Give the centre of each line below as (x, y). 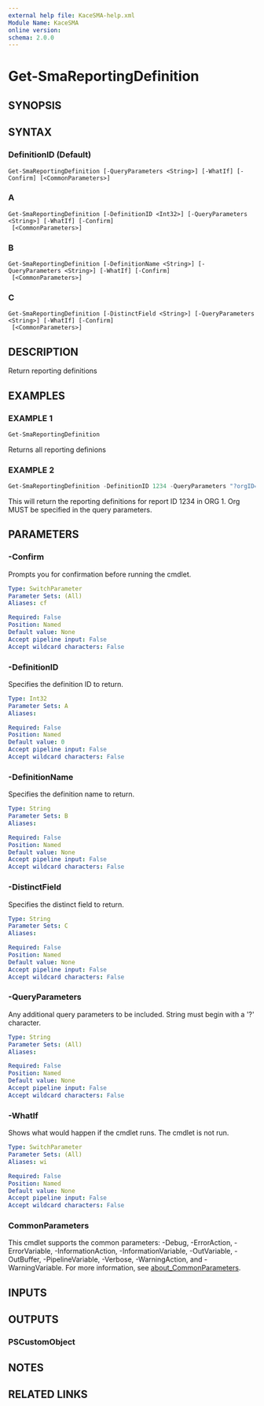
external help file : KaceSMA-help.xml (71, 15)
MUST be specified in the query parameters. (80, 509)
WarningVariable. (36, 1268)
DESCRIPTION (43, 352)
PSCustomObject (42, 1342)
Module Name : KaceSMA (44, 23)
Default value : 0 (37, 742)
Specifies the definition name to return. (71, 794)
